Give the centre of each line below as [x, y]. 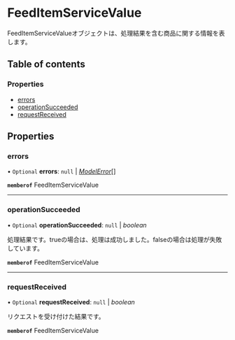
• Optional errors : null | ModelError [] [62, 171]
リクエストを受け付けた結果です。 [56, 316]
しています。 [26, 248]
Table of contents [46, 64]
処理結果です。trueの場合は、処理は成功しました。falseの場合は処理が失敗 [115, 239]
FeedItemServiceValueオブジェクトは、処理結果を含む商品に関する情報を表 [116, 33]
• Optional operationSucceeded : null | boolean [77, 225]
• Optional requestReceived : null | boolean [71, 302]
